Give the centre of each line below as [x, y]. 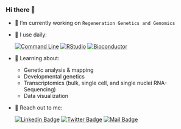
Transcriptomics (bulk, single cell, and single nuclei [88, 83]
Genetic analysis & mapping [59, 70]
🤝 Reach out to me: [38, 108]
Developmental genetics [54, 77]
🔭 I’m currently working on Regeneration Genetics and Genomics [95, 23]
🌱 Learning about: [37, 58]
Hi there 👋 [21, 10]
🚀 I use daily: [30, 35]
